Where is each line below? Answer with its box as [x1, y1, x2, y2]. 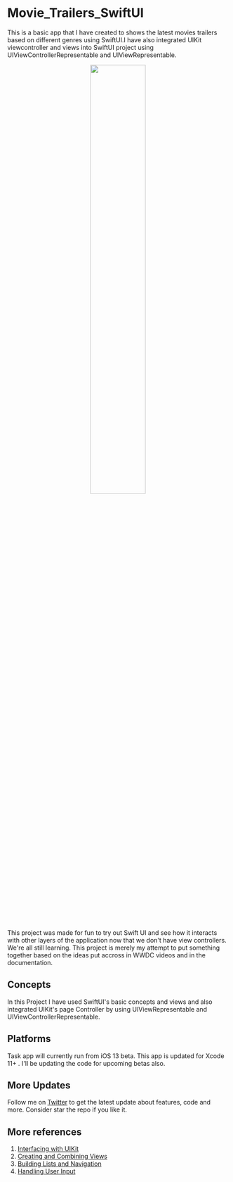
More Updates [7, 1079, 71, 1091]
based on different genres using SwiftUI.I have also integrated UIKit [7, 35, 202, 44]
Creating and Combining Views [17, 1152, 107, 1161]
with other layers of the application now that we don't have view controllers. [7, 936, 227, 944]
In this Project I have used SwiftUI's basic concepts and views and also [7, 998, 213, 1006]
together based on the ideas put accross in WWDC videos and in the [7, 950, 206, 959]
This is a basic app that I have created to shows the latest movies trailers [7, 28, 218, 37]
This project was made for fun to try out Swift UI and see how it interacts [7, 928, 218, 937]
